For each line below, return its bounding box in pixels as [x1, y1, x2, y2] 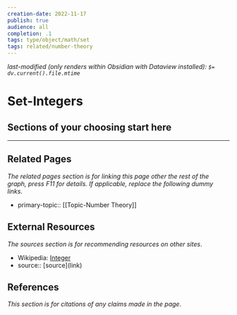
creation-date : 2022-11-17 [7, 10, 87, 18]
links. [7, 187, 23, 195]
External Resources [7, 221, 95, 233]
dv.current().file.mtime [7, 70, 80, 77]
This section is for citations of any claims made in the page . [7, 300, 182, 309]
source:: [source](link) [17, 261, 83, 269]
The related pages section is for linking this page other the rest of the [7, 172, 209, 180]
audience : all [7, 23, 49, 30]
